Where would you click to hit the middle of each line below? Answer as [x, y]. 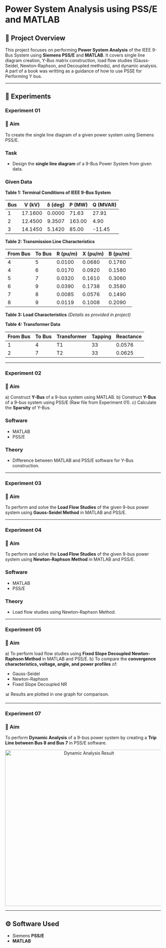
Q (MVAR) [104, 205]
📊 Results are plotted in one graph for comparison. [57, 694]
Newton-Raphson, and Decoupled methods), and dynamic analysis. [89, 66]
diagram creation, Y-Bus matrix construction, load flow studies [69, 60]
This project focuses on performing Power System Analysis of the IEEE [78, 50]
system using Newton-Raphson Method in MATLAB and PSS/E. [70, 560]
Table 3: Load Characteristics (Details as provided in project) [68, 315]
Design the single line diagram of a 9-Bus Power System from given [82, 163]
